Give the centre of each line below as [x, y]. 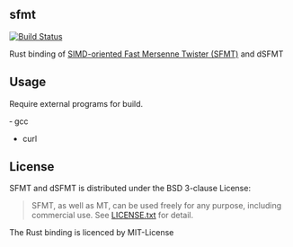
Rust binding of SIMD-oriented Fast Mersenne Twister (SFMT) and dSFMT [146, 54]
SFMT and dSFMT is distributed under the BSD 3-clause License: [130, 189]
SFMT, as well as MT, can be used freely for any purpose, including [156, 206]
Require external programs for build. [76, 103]
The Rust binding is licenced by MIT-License [92, 233]
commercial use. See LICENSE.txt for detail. [112, 216]
